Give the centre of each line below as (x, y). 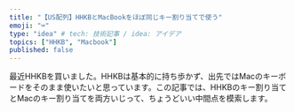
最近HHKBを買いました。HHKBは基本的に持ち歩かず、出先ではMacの (136, 77)
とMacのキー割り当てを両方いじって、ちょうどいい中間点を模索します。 (141, 99)
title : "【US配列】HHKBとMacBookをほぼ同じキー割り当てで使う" (116, 17)
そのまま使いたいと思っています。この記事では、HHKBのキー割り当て (159, 87)
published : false (41, 50)
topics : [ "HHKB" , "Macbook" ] (63, 42)
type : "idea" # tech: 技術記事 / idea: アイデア (96, 34)
